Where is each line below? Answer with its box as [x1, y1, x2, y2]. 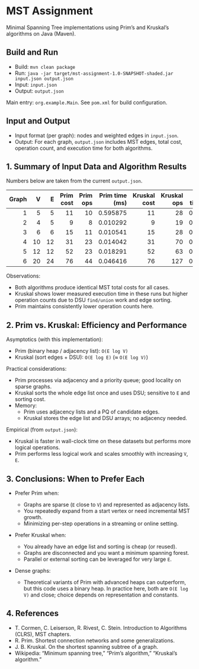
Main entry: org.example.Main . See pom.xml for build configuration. [6, 99, 168, 106]
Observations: [6, 272, 41, 280]
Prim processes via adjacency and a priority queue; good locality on [14, 377, 181, 384]
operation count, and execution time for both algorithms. [14, 144, 153, 152]
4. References [6, 608, 59, 618]
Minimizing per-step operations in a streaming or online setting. [23, 520, 179, 527]
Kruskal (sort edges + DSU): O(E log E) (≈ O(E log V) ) [14, 354, 149, 361]
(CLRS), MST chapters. [14, 630, 71, 638]
